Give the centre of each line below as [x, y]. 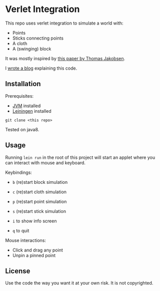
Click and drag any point [38, 250]
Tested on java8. [22, 129]
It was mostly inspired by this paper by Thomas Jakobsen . [65, 58]
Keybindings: [19, 172]
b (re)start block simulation [40, 182]
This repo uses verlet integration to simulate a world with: [64, 23]
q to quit [21, 230]
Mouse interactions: [26, 240]
